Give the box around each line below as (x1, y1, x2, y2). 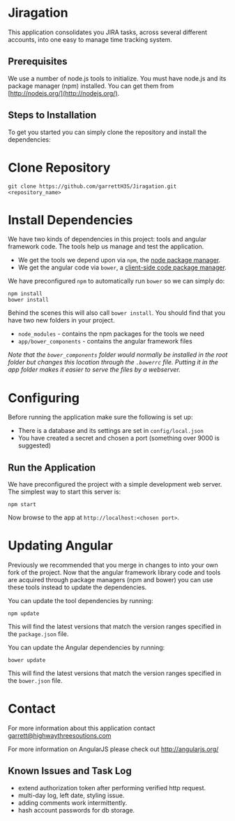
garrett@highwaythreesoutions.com (8, 732, 112, 740)
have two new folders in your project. (8, 316, 115, 325)
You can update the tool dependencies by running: (8, 597, 153, 605)
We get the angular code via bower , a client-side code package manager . (17, 263, 227, 272)
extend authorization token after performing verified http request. (17, 783, 206, 792)
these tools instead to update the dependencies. (8, 583, 147, 591)
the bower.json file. (8, 676, 63, 685)
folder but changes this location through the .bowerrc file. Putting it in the (8, 358, 219, 367)
